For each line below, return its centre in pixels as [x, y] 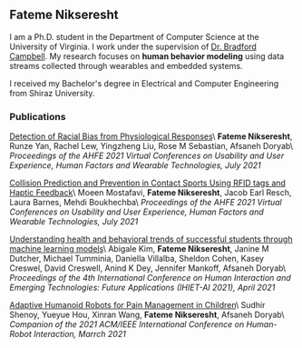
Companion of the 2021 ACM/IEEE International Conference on [127, 324]
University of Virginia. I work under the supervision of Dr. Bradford [133, 46]
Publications [38, 116]
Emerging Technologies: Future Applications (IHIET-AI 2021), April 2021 [142, 288]
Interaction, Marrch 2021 [80, 334]
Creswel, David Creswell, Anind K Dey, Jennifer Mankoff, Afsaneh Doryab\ [148, 268]
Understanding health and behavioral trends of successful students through [151, 239]
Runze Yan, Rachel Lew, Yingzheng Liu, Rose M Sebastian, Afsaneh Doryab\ [151, 146]
